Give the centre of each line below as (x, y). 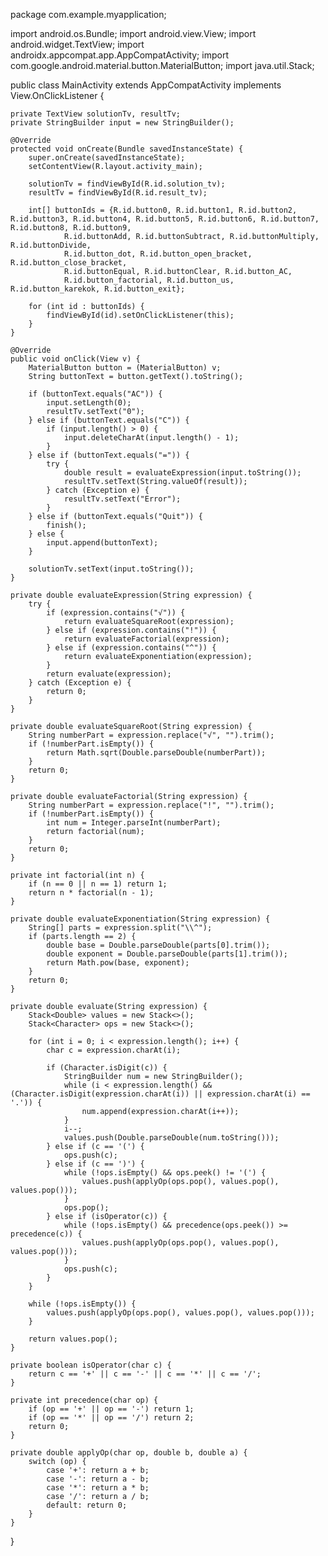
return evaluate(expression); (109, 674)
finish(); (66, 525)
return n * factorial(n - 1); (91, 893)
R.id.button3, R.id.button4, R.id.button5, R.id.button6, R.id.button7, (165, 219)
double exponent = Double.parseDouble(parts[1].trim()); (167, 954)
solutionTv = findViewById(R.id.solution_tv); (127, 184)
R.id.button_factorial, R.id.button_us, (149, 280)
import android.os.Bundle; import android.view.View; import (133, 33)
